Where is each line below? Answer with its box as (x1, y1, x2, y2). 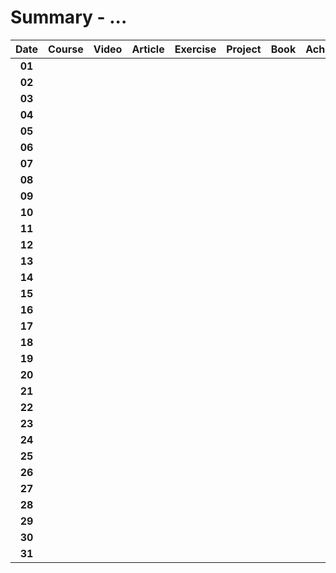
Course (48, 42, 84, 56)
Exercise (174, 42, 217, 56)
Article (131, 42, 165, 56)
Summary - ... (10, 6, 128, 29)
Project (226, 42, 262, 56)
